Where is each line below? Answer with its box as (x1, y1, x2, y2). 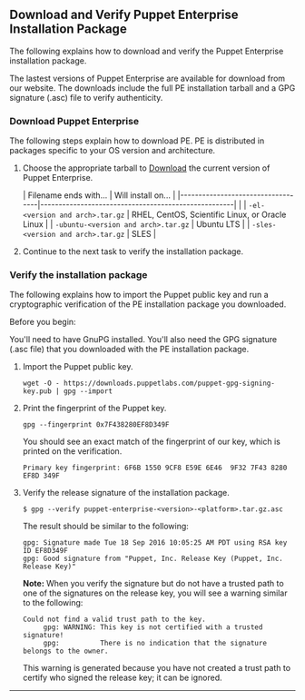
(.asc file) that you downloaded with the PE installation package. (9, 344, 250, 355)
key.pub (22, 387, 52, 396)
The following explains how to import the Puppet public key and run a (9, 290, 270, 301)
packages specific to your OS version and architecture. (9, 145, 216, 156)
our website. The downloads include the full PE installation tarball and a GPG (9, 82, 296, 94)
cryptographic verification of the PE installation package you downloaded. (9, 299, 287, 310)
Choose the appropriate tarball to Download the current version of (22, 163, 271, 173)
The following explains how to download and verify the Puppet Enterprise (9, 45, 284, 56)
